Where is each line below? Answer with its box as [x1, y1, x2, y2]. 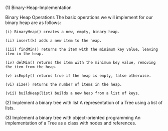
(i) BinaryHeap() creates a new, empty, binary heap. [5, 30, 120, 35]
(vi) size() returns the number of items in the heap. [5, 82, 122, 87]
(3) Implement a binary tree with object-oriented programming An [5, 115, 141, 121]
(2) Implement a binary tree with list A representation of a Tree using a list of [5, 100, 163, 106]
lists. [5, 105, 15, 111]
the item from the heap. [5, 65, 57, 70]
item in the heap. [5, 51, 44, 57]
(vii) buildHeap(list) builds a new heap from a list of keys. [5, 91, 140, 96]
